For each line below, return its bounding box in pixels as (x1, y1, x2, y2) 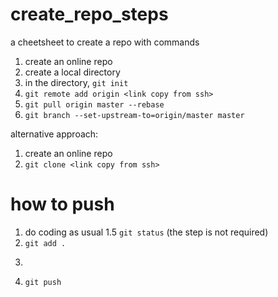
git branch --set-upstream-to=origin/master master (24, 110, 245, 120)
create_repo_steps (10, 3, 169, 26)
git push (24, 277, 62, 287)
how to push (10, 193, 115, 216)
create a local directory (24, 66, 121, 78)
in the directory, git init (24, 76, 129, 88)
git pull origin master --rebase (24, 99, 165, 110)
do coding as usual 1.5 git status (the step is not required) (24, 226, 269, 238)
